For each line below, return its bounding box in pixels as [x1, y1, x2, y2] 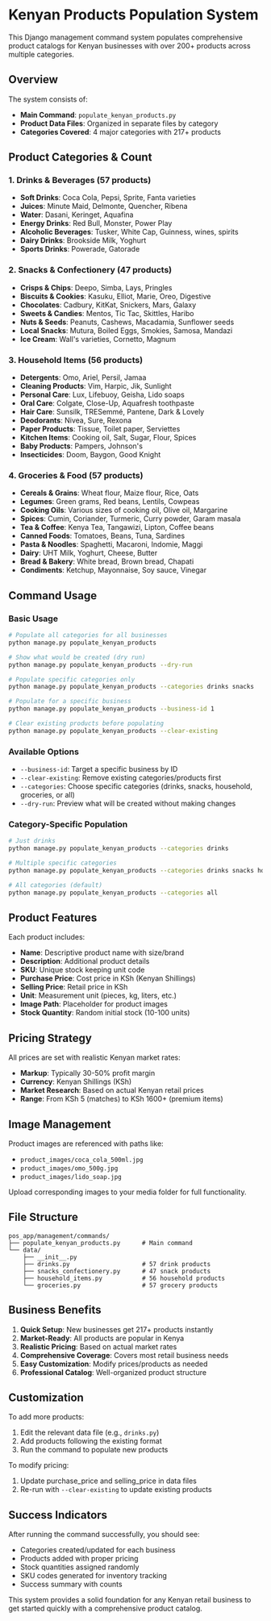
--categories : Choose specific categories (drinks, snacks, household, [19, 781, 252, 791]
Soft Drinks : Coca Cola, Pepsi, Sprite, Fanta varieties [19, 193, 196, 202]
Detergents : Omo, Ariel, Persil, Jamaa [19, 373, 147, 382]
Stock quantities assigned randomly [19, 1562, 140, 1572]
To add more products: [8, 1412, 85, 1422]
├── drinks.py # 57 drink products [23, 1260, 211, 1268]
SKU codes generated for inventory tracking [19, 1571, 168, 1581]
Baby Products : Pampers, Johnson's [19, 441, 144, 451]
